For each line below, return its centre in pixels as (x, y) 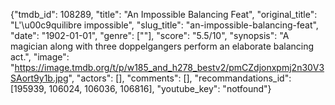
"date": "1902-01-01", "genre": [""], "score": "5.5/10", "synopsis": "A (150, 35)
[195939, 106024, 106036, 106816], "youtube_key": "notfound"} (141, 88)
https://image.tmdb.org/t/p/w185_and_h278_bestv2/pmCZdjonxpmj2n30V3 (169, 67)
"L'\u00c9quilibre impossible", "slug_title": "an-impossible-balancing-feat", (164, 25)
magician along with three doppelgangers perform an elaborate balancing (162, 46)
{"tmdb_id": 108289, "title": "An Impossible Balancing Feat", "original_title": (164, 14)
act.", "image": (40, 57)
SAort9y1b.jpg (39, 78)
